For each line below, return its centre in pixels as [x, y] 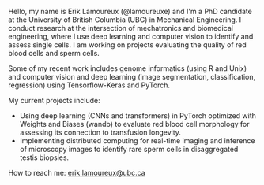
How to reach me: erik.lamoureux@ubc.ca [77, 173]
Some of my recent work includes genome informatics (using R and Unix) [128, 68]
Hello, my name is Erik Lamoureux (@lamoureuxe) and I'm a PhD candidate [130, 11]
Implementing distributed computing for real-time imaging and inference [137, 141]
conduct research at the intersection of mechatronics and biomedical [121, 28]
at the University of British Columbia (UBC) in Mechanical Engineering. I [125, 20]
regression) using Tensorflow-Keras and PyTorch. [89, 85]
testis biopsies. [44, 157]
